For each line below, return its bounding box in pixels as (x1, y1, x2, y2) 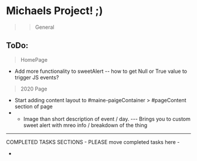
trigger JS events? (14, 73, 59, 80)
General (35, 24, 55, 31)
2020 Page (20, 85, 48, 92)
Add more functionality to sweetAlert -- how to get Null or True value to (14, 68, 188, 75)
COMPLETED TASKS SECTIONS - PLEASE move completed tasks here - (6, 138, 180, 145)
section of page (14, 103, 53, 110)
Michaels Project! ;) (6, 4, 103, 18)
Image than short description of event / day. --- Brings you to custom (23, 115, 191, 122)
